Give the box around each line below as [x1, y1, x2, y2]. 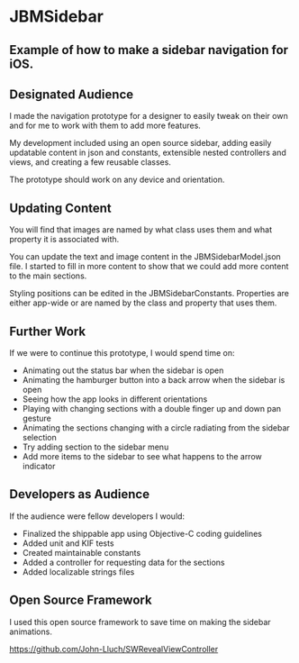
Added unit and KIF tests [22, 538, 114, 549]
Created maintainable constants [22, 547, 141, 558]
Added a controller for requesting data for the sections [22, 557, 225, 568]
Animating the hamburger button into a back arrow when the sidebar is [22, 375, 285, 386]
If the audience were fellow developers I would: [9, 511, 186, 522]
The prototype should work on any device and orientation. [9, 174, 225, 186]
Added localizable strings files [22, 566, 135, 577]
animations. [9, 626, 52, 637]
